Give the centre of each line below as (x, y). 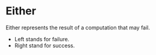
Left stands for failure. (42, 39)
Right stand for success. (45, 45)
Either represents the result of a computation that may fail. (78, 27)
